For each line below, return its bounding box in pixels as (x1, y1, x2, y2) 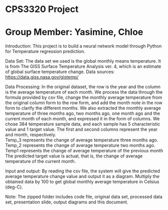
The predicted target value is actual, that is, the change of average (5, 153, 143, 159)
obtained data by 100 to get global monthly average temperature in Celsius (5, 179, 159, 185)
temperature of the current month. (5, 158, 76, 164)
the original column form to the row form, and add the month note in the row (5, 100, 162, 106)
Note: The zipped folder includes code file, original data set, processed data (5, 194, 163, 200)
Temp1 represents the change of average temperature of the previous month (5, 148, 163, 154)
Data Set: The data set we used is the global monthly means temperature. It (5, 58, 161, 64)
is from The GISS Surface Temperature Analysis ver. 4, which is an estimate (5, 64, 161, 70)
